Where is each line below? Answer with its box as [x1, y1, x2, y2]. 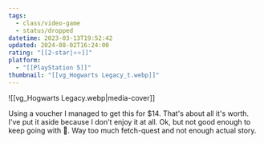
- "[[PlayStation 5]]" [15, 64, 91, 72]
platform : [8, 57, 42, 65]
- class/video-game [15, 19, 81, 27]
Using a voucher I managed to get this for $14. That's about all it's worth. [8, 109, 250, 118]
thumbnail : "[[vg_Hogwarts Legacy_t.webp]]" [8, 71, 160, 79]
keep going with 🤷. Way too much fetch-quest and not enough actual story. [8, 125, 257, 135]
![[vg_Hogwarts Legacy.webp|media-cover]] [8, 93, 155, 102]
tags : [8, 11, 26, 20]
